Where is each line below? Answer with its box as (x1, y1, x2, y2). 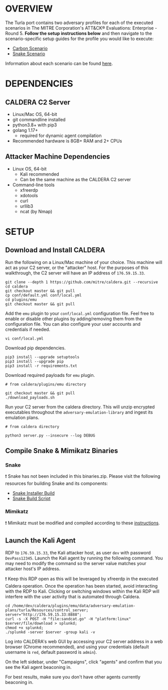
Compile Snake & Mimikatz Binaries (5, 447, 118, 455)
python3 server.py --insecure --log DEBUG (5, 433, 95, 438)
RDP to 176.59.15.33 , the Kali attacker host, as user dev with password (5, 549, 151, 556)
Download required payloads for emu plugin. (5, 372, 95, 378)
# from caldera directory (5, 424, 59, 429)
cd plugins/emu (5, 297, 37, 302)
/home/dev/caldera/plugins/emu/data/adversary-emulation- (12, 603, 136, 608)
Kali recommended (20, 171, 59, 177)
